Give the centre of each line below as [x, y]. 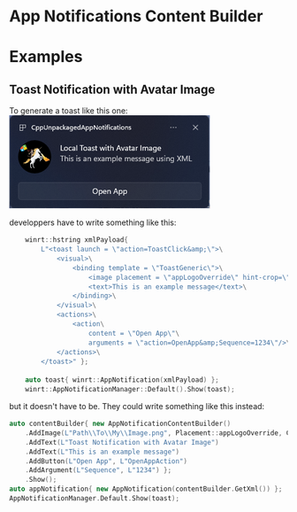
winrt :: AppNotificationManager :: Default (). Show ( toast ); [130, 390]
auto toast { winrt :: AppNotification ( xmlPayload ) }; [122, 380]
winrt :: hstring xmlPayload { [76, 240]
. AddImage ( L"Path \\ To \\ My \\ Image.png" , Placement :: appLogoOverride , [154, 433]
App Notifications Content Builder [136, 16]
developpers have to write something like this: [93, 222]
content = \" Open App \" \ [133, 333]
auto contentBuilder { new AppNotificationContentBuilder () [120, 424]
